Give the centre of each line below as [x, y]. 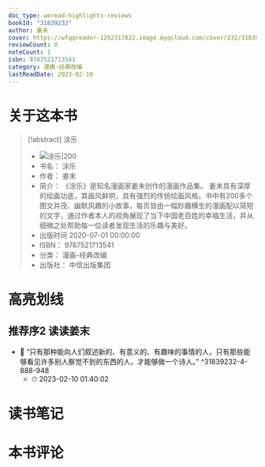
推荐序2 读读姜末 [49, 331]
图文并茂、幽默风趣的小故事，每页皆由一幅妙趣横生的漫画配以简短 [146, 205]
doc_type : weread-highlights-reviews [70, 15]
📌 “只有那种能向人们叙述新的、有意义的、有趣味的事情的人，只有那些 [132, 352]
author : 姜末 [28, 30]
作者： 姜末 [58, 175]
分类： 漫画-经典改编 [73, 254]
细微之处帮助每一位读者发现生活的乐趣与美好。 [115, 225]
